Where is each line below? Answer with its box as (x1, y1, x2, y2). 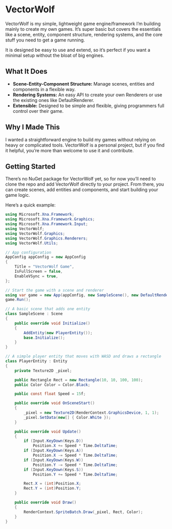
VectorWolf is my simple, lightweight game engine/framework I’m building (5, 21, 161, 27)
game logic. (5, 192, 30, 198)
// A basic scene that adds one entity (5, 307, 91, 312)
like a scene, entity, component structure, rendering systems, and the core (5, 31, 163, 37)
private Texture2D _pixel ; (14, 368, 72, 373)
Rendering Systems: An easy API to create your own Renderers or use (12, 91, 163, 98)
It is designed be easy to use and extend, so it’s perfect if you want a (5, 47, 150, 53)
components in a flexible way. (12, 86, 76, 92)
